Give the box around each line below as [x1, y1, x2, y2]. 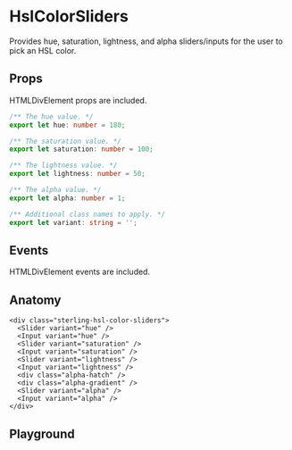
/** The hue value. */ [9, 112, 94, 121]
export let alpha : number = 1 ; [9, 194, 126, 203]
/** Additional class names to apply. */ [9, 210, 166, 219]
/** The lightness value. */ [9, 161, 118, 171]
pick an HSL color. [9, 45, 77, 55]
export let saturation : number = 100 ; [9, 145, 154, 154]
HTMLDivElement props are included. [9, 95, 147, 105]
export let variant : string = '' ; [9, 218, 138, 227]
